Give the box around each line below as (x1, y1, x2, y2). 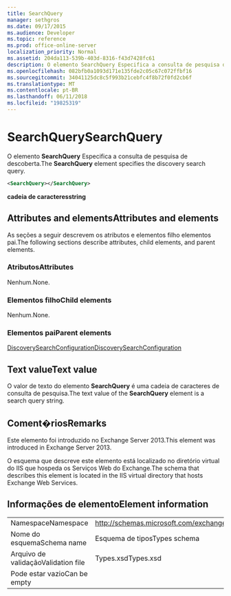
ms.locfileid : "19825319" (7, 100, 81, 107)
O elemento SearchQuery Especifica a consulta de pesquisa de (7, 152, 188, 160)
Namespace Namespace (10, 518, 89, 527)
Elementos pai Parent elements (7, 328, 112, 338)
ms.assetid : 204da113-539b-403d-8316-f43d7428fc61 (7, 55, 155, 62)
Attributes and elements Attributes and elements (7, 213, 219, 224)
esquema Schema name (10, 538, 87, 547)
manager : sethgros (7, 17, 60, 23)
